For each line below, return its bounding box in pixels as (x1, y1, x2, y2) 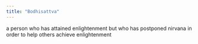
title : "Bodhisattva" (6, 8, 60, 15)
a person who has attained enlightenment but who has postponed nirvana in (6, 25, 193, 32)
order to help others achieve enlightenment (6, 31, 111, 38)
